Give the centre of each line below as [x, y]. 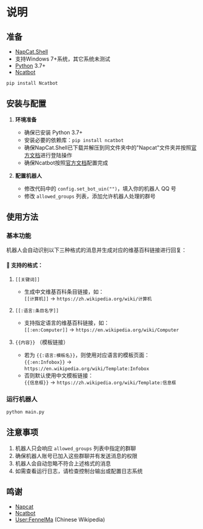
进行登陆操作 [56, 155]
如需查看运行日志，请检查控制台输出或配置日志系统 [79, 471]
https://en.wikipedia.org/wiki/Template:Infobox [87, 369]
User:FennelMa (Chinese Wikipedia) [60, 520]
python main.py [25, 412]
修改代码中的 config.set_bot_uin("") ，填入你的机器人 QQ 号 [100, 188]
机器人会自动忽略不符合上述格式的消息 [63, 463]
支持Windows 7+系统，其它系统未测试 [62, 59]
